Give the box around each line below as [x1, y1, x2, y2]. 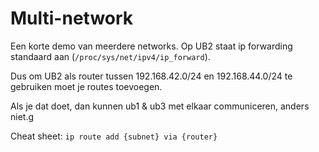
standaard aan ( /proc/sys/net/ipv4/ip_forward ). [10, 50, 211, 62]
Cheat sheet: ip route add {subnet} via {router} [10, 130, 218, 142]
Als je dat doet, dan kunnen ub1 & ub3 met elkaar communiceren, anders [10, 100, 310, 112]
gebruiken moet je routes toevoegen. [10, 80, 163, 92]
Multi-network [10, 7, 134, 30]
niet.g [10, 110, 35, 122]
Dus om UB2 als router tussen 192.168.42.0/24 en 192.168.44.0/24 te [10, 70, 293, 82]
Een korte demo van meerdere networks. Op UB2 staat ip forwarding [10, 40, 293, 52]
